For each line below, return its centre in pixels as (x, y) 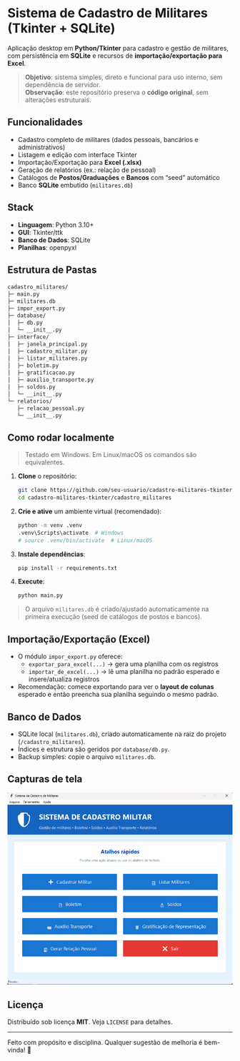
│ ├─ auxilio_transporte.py (51, 380)
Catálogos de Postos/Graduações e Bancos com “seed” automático (119, 177)
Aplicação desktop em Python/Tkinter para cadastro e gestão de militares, (118, 48)
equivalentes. (45, 463)
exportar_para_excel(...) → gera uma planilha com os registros (124, 664)
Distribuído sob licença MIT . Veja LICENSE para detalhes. (90, 1022)
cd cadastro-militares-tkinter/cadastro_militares (95, 498)
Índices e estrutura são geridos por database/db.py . (94, 749)
